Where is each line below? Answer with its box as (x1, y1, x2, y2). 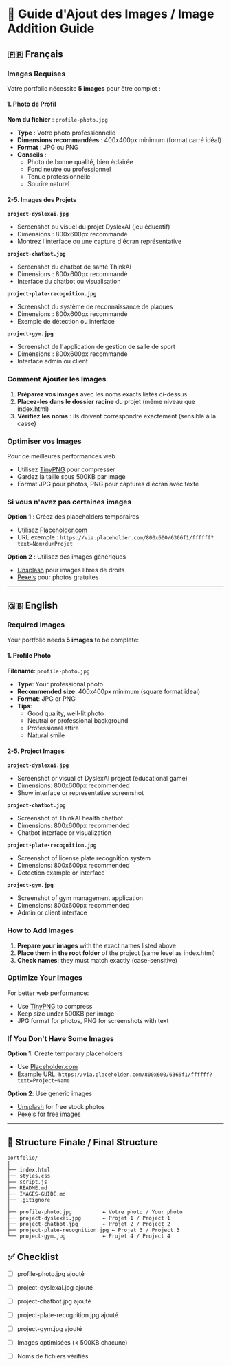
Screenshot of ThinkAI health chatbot (16, 814, 124, 822)
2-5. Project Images (7, 747, 65, 755)
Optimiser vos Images (7, 436, 82, 446)
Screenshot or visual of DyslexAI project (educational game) (16, 774, 188, 783)
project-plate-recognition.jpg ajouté (16, 1310, 119, 1319)
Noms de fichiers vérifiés (16, 1352, 89, 1361)
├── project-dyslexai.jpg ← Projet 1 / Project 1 (7, 1214, 170, 1222)
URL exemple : (16, 533, 58, 541)
